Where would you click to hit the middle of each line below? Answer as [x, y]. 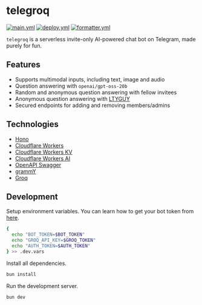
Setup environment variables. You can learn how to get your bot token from [100, 211]
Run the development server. [42, 286]
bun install [21, 274]
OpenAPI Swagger [38, 165]
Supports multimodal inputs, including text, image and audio [90, 79]
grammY [25, 171]
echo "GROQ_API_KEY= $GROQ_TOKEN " [54, 241]
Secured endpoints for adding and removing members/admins [93, 105]
